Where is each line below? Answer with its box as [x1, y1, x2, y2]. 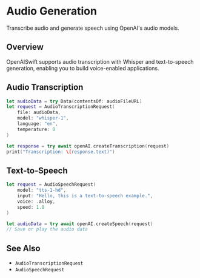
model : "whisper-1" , [17, 115, 69, 121]
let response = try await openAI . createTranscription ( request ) [6, 143, 170, 149]
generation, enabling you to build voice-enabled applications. [6, 64, 159, 72]
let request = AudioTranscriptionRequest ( [6, 104, 115, 110]
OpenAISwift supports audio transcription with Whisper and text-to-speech [6, 58, 194, 65]
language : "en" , [17, 121, 59, 127]
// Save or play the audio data [6, 226, 88, 232]
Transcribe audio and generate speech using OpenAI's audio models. [6, 24, 180, 32]
